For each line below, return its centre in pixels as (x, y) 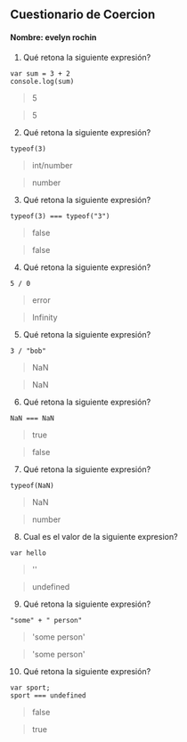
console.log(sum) (42, 81)
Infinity (45, 317)
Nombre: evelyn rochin (53, 37)
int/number (52, 165)
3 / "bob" (28, 351)
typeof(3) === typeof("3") (60, 216)
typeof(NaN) (32, 485)
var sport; (30, 688)
